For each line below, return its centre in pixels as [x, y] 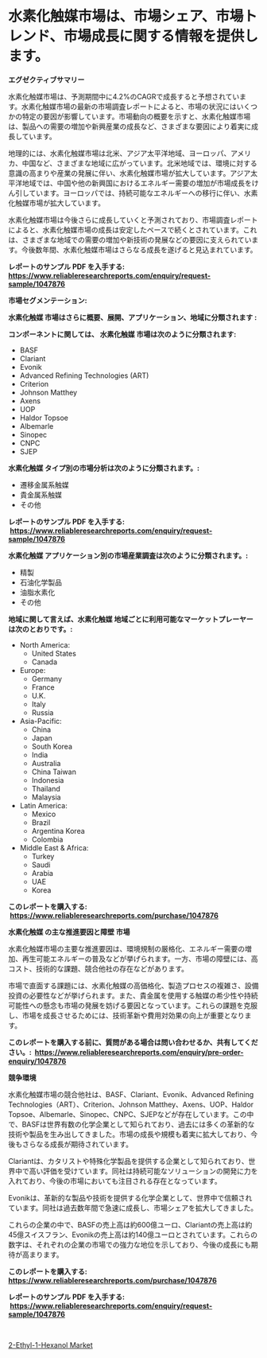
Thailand [46, 788]
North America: [44, 644]
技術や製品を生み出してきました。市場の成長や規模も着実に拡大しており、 [130, 1134]
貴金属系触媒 [41, 495]
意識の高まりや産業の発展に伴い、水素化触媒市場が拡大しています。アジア [130, 173]
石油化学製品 [41, 582]
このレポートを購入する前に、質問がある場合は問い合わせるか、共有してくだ [133, 1042]
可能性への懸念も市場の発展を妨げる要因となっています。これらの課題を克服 [133, 1005]
